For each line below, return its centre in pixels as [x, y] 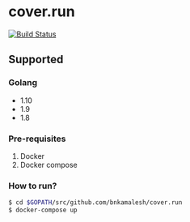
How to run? [33, 186]
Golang [23, 83]
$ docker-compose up [43, 210]
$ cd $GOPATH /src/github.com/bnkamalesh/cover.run [95, 203]
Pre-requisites [37, 139]
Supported [36, 60]
